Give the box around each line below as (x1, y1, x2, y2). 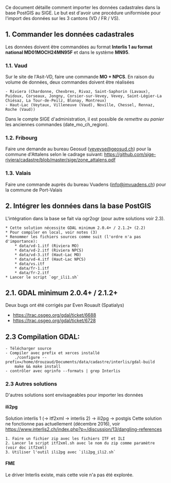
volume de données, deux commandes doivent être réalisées (5, 79, 135, 85)
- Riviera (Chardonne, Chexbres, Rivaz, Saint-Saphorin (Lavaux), (5, 89, 150, 94)
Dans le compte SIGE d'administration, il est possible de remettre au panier (5, 116, 164, 122)
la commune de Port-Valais (5, 187, 63, 193)
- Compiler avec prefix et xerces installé (5, 351, 100, 356)
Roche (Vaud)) (5, 107, 36, 112)
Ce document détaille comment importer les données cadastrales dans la (5, 5, 160, 10)
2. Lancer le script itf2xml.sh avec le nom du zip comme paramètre (5, 440, 155, 446)
